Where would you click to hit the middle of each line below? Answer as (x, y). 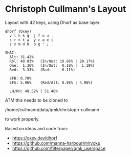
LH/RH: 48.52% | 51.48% (33, 91)
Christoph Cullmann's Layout (65, 9)
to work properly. (22, 119)
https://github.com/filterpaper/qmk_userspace (59, 148)
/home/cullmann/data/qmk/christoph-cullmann (52, 109)
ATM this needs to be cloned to (37, 100)
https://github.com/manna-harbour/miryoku (56, 143)
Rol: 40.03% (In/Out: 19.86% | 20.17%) (52, 61)
